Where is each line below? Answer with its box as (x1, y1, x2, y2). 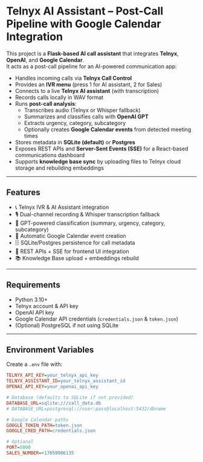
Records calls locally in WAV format (14, 94, 104, 101)
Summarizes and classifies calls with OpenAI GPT (24, 113, 149, 120)
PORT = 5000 (6, 444, 31, 451)
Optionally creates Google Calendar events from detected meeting (24, 126, 192, 133)
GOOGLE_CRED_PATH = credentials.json (6, 428, 96, 434)
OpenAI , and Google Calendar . (6, 56, 85, 63)
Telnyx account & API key (14, 302, 79, 309)
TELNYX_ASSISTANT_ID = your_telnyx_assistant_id (6, 378, 126, 384)
